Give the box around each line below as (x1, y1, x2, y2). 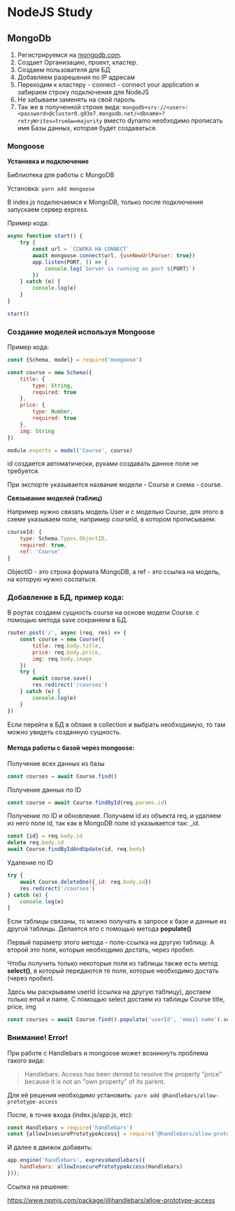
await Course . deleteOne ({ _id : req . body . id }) (20, 878, 152, 885)
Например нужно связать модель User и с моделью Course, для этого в (7, 507, 224, 516)
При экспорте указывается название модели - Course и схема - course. (7, 481, 222, 489)
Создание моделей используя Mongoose (7, 327, 155, 336)
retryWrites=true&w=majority (17, 118, 103, 125)
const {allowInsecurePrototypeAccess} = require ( (7, 1130, 155, 1137)
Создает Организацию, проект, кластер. (17, 58, 138, 67)
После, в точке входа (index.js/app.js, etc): (7, 1110, 134, 1118)
